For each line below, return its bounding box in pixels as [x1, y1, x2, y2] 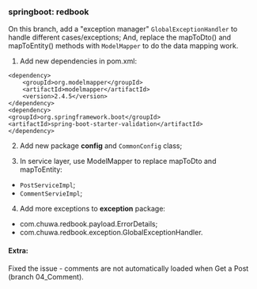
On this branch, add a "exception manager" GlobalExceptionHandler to [8, 25, 238, 34]
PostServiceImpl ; [19, 181, 76, 190]
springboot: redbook [8, 6, 89, 17]
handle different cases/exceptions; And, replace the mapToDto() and [8, 32, 232, 42]
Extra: [8, 245, 29, 255]
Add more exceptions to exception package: [19, 204, 166, 214]
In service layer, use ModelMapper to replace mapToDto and [19, 157, 217, 166]
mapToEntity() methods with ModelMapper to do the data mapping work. [8, 41, 239, 51]
